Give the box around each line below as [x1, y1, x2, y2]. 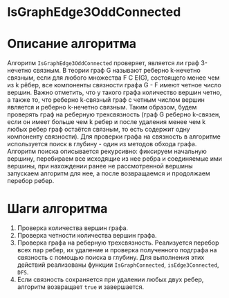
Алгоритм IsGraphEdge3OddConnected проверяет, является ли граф [7, 59, 199, 67]
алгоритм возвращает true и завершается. [17, 283, 145, 291]
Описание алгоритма [7, 36, 137, 52]
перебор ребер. [7, 177, 55, 185]
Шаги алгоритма [7, 201, 108, 217]
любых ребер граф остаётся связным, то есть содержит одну [7, 125, 190, 134]
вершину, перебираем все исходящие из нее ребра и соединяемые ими [7, 155, 223, 163]
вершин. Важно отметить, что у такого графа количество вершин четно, [7, 88, 222, 97]
